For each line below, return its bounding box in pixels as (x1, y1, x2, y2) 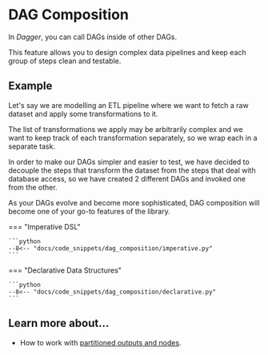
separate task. (8, 142, 56, 151)
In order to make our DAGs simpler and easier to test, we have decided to (8, 157, 250, 166)
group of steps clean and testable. (8, 56, 122, 66)
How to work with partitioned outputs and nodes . (19, 337, 182, 347)
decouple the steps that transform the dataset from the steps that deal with (8, 166, 256, 175)
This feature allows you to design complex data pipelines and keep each (8, 47, 246, 57)
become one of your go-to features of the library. (8, 206, 170, 216)
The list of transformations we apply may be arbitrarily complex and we (8, 124, 243, 134)
